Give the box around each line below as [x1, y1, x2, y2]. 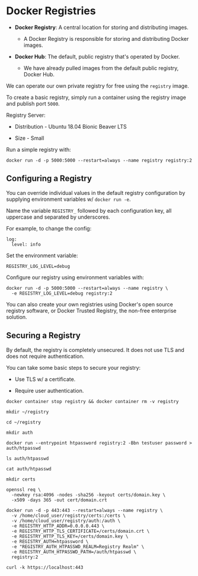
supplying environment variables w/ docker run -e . [6, 196, 132, 203]
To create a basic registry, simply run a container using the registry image [6, 94, 187, 101]
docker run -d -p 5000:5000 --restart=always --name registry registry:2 [6, 157, 193, 164]
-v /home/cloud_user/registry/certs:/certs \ [11, 513, 126, 519]
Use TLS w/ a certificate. [14, 375, 76, 383]
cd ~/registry [6, 419, 41, 425]
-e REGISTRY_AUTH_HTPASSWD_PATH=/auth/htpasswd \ [11, 549, 136, 555]
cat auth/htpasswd [6, 466, 52, 472]
